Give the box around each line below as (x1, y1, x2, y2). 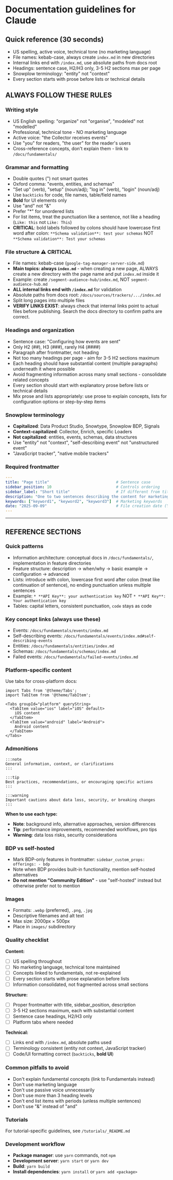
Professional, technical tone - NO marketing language (12, 129, 127, 135)
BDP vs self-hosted (5, 844, 55, 852)
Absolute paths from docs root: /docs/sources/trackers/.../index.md (12, 292, 161, 298)
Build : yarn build (12, 1163, 50, 1169)
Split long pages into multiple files (12, 297, 85, 304)
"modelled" (12, 124, 37, 130)
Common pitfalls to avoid (5, 1064, 70, 1071)
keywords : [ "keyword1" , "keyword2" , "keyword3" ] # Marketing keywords (5, 499, 162, 504)
